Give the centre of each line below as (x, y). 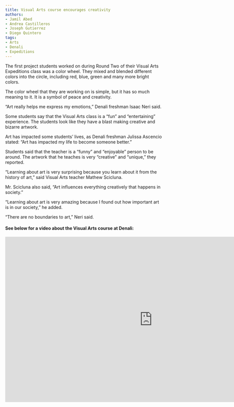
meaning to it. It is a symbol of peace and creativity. (58, 97)
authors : (14, 14)
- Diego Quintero (23, 33)
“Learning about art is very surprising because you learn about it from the (81, 172)
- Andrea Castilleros (28, 24)
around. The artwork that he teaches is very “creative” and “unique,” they (81, 157)
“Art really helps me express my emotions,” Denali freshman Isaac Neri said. (83, 106)
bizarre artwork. (22, 127)
